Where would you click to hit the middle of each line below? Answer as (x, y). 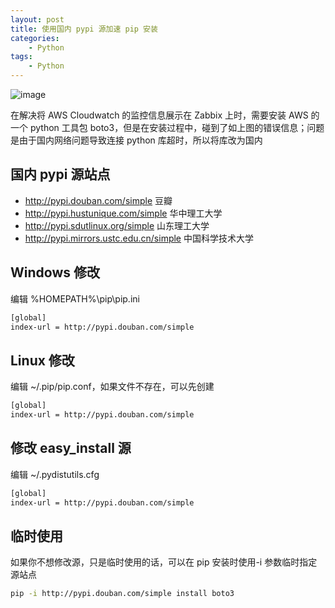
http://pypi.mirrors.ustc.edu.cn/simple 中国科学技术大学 (139, 238)
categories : (35, 38)
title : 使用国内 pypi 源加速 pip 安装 (84, 29)
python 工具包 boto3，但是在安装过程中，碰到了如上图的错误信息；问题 (177, 127)
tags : (21, 57)
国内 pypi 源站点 (60, 174)
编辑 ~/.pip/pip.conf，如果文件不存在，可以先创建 (112, 387)
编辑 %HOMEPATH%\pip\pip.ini (75, 298)
